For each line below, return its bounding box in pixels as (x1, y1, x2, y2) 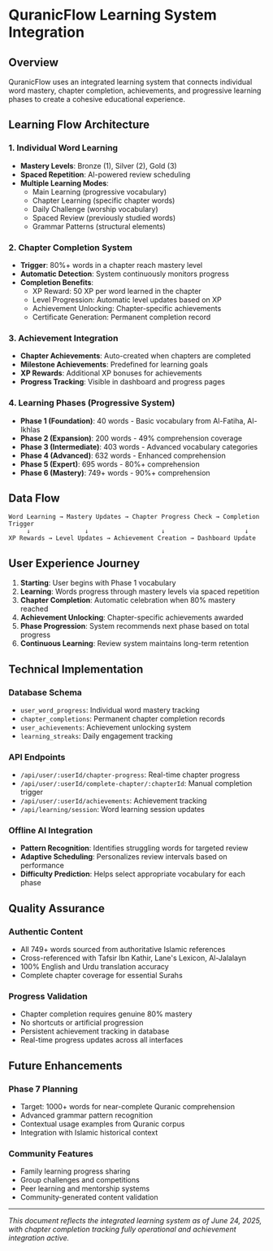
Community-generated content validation (19, 1192, 158, 1202)
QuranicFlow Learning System (8, 6, 217, 24)
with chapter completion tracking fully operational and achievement (8, 1224, 237, 1235)
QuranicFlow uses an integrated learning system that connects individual (8, 77, 253, 86)
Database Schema (8, 687, 83, 698)
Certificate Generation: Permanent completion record (32, 312, 211, 322)
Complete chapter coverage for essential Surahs (19, 971, 183, 981)
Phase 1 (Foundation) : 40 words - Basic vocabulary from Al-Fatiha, (19, 415, 246, 425)
